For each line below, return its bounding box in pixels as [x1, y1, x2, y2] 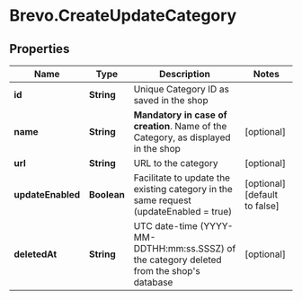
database [133, 276, 173, 288]
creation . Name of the [133, 120, 227, 132]
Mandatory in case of [133, 109, 227, 121]
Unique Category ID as [133, 83, 229, 95]
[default [244, 189, 279, 200]
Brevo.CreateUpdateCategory [9, 5, 237, 26]
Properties [9, 41, 70, 57]
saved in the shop [133, 94, 209, 106]
